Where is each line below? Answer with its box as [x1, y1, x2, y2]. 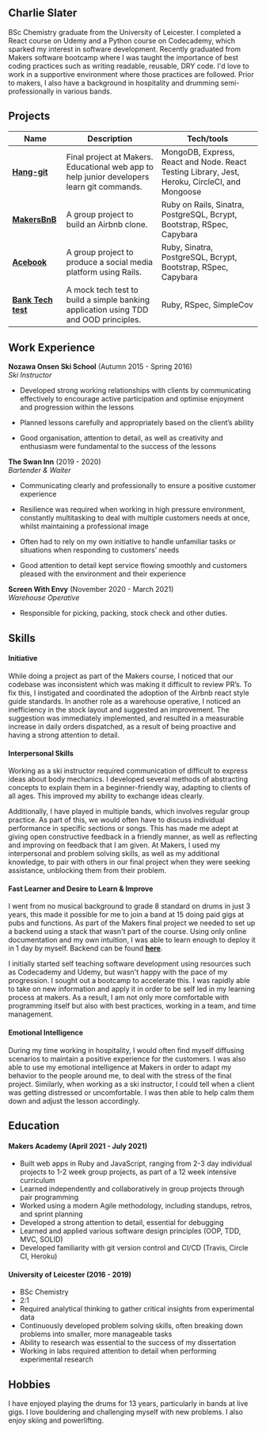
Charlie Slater [8, 6, 78, 20]
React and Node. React [161, 156, 247, 167]
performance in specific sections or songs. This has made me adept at [8, 824, 239, 833]
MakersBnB [12, 213, 57, 225]
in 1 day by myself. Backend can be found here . [8, 943, 163, 953]
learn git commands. [66, 181, 142, 192]
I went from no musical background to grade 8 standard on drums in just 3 [8, 901, 251, 911]
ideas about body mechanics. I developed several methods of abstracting [8, 774, 248, 784]
